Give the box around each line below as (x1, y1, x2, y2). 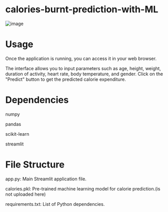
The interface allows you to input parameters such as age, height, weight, (5, 65, 161, 71)
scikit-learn (5, 131, 29, 137)
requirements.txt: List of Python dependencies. (5, 201, 105, 207)
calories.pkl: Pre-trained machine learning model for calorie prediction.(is (5, 185, 161, 192)
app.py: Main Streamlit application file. (5, 176, 87, 182)
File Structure (5, 159, 65, 170)
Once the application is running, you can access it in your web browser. (5, 55, 157, 61)
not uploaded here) (5, 191, 46, 197)
